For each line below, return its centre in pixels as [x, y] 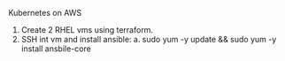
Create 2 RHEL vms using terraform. [87, 30]
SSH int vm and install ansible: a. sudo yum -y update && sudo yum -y [149, 39]
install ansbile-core [56, 49]
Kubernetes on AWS [45, 13]
